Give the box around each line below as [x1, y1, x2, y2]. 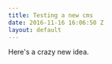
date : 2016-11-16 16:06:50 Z [8, 19, 104, 27]
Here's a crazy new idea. [8, 48, 89, 57]
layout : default [8, 26, 62, 34]
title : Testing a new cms [8, 11, 93, 20]
